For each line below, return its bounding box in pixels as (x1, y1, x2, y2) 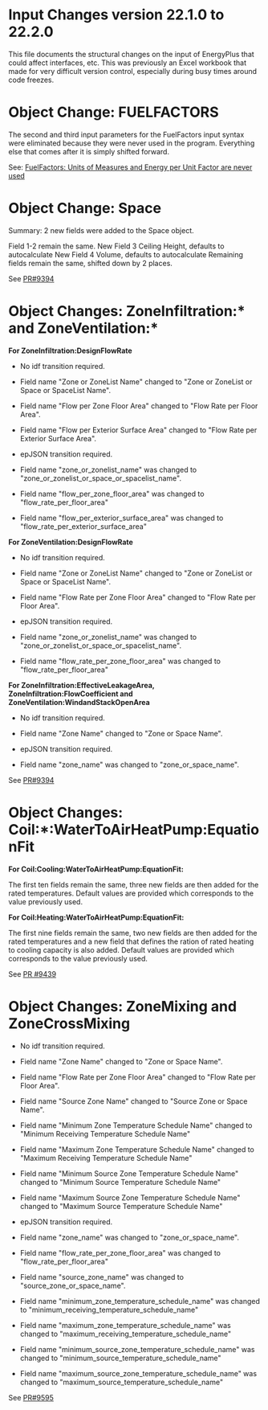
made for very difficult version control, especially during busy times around (8, 66, 258, 76)
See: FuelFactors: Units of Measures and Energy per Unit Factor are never (8, 162, 253, 172)
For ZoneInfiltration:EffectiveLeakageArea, (8, 680, 155, 690)
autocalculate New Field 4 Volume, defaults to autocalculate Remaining (8, 249, 243, 259)
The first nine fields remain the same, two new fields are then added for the (8, 928, 258, 937)
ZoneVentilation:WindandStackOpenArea (8, 697, 150, 707)
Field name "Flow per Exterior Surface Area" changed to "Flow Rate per (19, 424, 258, 435)
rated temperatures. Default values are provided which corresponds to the (8, 888, 254, 898)
